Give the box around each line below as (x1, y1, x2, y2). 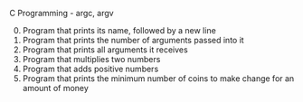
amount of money (22, 83, 89, 93)
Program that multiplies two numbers (22, 54, 161, 64)
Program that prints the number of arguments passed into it (22, 35, 244, 45)
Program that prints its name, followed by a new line (22, 25, 217, 35)
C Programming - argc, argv (9, 8, 115, 18)
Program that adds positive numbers (22, 63, 159, 74)
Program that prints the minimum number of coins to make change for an (22, 73, 295, 84)
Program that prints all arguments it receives (22, 44, 188, 55)
